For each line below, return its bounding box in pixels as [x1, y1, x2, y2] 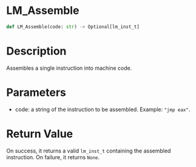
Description [6, 44, 67, 58]
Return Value [6, 127, 73, 140]
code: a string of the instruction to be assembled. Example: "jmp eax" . [15, 106, 191, 113]
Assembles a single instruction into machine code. [6, 64, 132, 72]
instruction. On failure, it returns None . [6, 153, 100, 161]
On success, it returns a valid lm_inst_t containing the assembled [6, 147, 171, 154]
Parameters [6, 86, 67, 99]
